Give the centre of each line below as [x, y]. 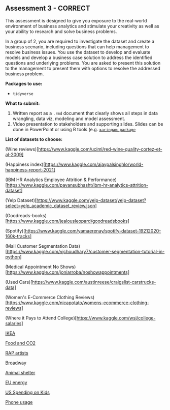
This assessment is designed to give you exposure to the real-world [76, 20]
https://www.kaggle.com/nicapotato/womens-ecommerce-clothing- [78, 303]
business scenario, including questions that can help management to [77, 47]
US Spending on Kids [27, 392]
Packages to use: [24, 83]
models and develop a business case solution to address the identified [79, 57]
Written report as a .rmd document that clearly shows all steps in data [85, 113]
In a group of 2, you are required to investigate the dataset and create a [80, 41]
